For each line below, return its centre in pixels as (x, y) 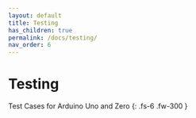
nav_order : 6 (30, 45)
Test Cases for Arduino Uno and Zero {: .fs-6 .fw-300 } (98, 106)
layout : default (35, 15)
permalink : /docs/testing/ (53, 38)
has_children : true (40, 30)
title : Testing (33, 23)
